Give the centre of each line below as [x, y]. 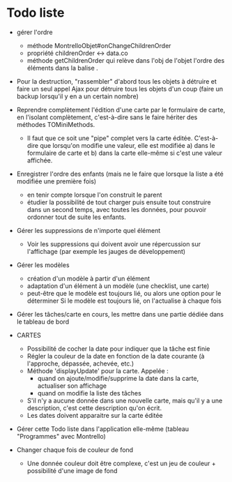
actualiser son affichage [72, 386]
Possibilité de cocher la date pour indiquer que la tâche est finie [118, 348]
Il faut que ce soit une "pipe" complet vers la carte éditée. [110, 138]
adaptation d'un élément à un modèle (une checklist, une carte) [118, 286]
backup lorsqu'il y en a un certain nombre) [77, 96]
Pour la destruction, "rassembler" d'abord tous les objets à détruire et [116, 81]
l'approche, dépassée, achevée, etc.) [80, 363]
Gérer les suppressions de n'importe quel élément [88, 230]
